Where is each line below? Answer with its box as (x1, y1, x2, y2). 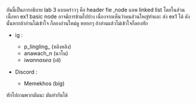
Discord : (14, 68, 38, 75)
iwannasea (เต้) (23, 57, 61, 63)
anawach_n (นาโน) (23, 50, 68, 57)
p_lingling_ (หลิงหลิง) (23, 43, 72, 50)
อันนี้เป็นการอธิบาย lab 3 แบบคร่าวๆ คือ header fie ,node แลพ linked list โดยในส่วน (6, 7, 185, 13)
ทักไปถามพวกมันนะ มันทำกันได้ (6, 92, 68, 98)
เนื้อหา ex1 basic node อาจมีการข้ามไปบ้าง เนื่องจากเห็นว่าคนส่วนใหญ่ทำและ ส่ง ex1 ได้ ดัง (6, 13, 190, 20)
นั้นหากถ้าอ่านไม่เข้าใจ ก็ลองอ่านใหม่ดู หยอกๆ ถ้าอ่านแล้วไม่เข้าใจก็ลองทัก (6, 20, 148, 27)
